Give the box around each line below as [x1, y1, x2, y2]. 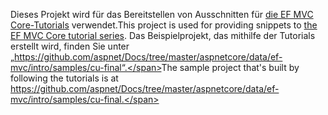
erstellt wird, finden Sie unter [10, 40, 130, 52]
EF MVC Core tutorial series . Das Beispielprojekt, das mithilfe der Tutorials [10, 30, 316, 41]
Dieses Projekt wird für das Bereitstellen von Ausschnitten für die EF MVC [10, 9, 314, 20]
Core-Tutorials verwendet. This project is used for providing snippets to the [10, 19, 318, 31]
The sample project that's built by [161, 62, 300, 73]
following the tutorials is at [10, 72, 119, 84]
